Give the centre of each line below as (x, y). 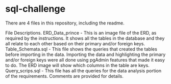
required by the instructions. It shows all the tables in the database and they (85, 38)
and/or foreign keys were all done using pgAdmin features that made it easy (85, 60)
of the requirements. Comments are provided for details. (65, 76)
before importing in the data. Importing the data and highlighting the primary (86, 54)
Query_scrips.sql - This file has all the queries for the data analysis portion (83, 71)
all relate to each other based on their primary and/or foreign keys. (75, 43)
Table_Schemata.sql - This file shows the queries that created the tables (81, 49)
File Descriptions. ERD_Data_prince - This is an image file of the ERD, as (81, 33)
